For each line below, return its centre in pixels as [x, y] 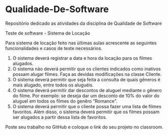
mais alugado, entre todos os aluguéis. [53, 85]
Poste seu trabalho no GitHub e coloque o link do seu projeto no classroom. [84, 127]
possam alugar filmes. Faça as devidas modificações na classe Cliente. [87, 74]
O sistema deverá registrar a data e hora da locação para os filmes [82, 58]
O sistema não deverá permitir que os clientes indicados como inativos [87, 69]
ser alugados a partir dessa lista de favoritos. [60, 117]
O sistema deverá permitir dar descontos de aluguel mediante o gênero [87, 90]
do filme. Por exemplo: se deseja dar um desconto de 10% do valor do [86, 96]
